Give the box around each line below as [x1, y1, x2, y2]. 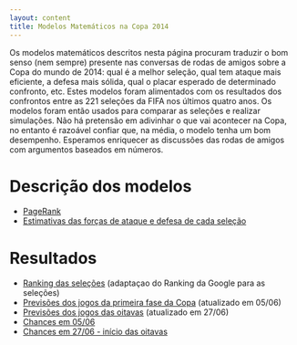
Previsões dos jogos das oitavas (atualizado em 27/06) [22, 307, 230, 318]
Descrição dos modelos [9, 175, 192, 196]
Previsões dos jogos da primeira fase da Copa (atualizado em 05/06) [22, 298, 282, 308]
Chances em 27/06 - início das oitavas [22, 326, 169, 338]
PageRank [22, 206, 62, 217]
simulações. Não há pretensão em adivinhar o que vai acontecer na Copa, [9, 115, 287, 126]
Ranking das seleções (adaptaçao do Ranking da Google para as [22, 277, 266, 288]
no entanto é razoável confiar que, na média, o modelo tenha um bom [9, 124, 271, 135]
